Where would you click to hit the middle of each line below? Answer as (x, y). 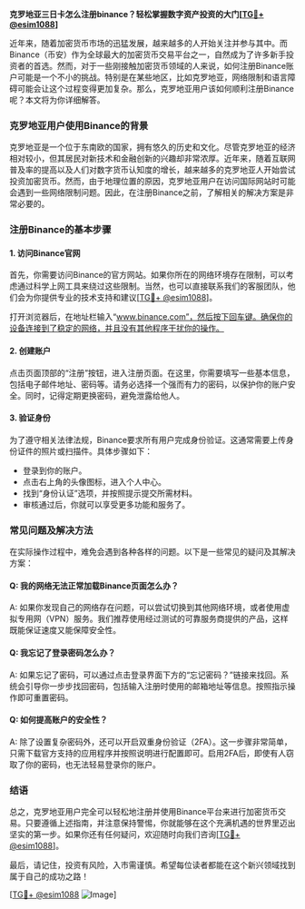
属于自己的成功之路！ (49, 876)
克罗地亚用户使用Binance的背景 (79, 125)
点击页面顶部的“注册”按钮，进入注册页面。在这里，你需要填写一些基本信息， (152, 372)
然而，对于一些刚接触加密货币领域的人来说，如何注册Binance (172, 66)
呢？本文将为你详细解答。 (57, 100)
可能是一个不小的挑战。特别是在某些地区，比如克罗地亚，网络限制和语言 (152, 77)
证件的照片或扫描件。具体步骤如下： (84, 451)
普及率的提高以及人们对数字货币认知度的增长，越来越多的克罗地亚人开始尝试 (152, 170)
